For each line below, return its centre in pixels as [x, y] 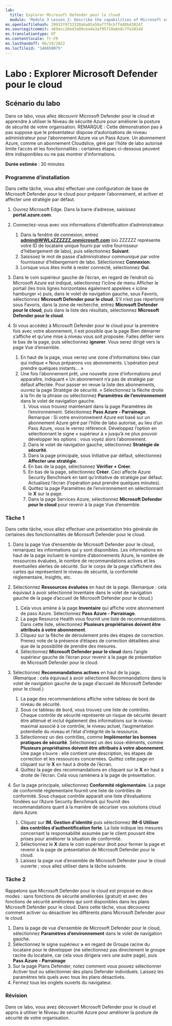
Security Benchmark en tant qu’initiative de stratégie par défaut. [95, 477]
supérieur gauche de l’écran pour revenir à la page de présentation [91, 657]
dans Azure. [25, 812]
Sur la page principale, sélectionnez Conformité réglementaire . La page [89, 785]
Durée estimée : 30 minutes [35, 164]
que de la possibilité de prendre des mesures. [69, 646]
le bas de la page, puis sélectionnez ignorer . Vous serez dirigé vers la [86, 341]
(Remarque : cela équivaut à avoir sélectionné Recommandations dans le [89, 678]
